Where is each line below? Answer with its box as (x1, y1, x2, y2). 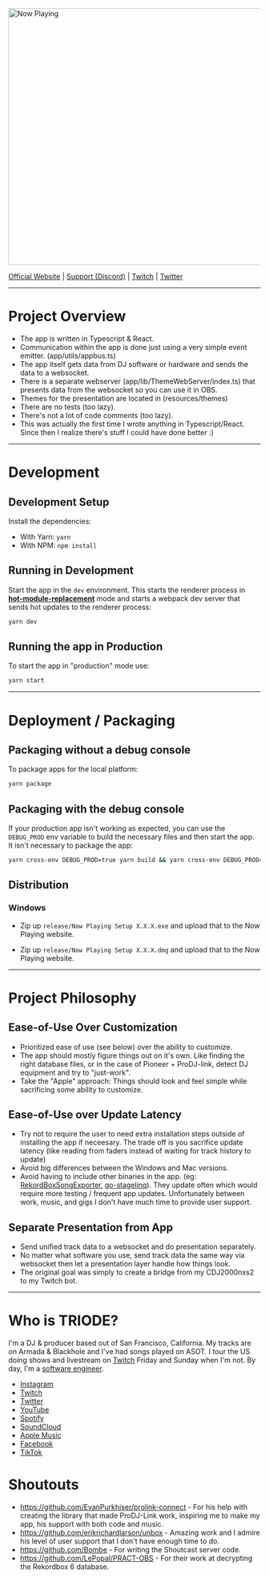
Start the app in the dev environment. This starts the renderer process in (8, 585, 246, 595)
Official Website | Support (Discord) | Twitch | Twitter (8, 272, 183, 281)
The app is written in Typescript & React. (19, 333, 155, 344)
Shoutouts (8, 1476, 79, 1494)
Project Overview (8, 307, 126, 326)
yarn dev (8, 617, 38, 625)
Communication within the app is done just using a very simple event (19, 342, 247, 352)
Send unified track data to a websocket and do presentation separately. (19, 1242, 256, 1251)
